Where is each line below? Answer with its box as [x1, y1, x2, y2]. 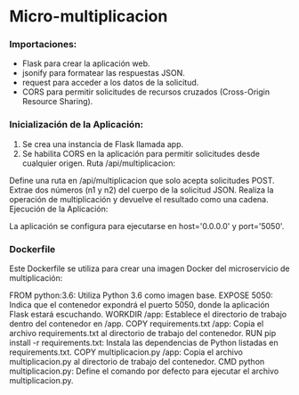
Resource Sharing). [21, 96, 93, 107]
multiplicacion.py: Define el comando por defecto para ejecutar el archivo [9, 366, 279, 376]
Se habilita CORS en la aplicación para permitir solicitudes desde [21, 148, 261, 159]
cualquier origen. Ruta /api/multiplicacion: [21, 158, 176, 169]
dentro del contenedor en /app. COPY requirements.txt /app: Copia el [9, 318, 264, 329]
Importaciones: [9, 38, 77, 51]
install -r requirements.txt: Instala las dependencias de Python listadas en [9, 337, 279, 349]
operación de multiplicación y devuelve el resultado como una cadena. [9, 193, 269, 204]
